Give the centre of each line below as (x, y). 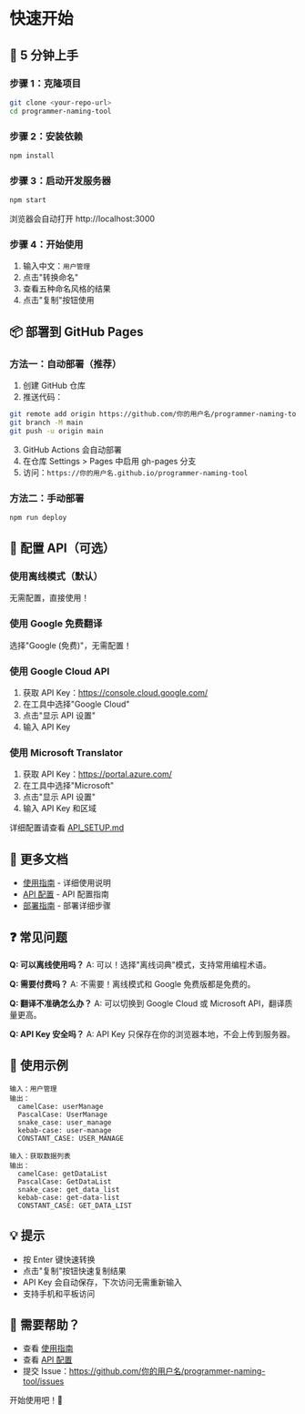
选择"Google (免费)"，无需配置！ (71, 645)
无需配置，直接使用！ (49, 598)
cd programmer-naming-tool (61, 111)
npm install (32, 156)
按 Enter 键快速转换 (59, 1259)
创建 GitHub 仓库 (54, 385)
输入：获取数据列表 (40, 1156)
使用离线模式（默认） (56, 576)
